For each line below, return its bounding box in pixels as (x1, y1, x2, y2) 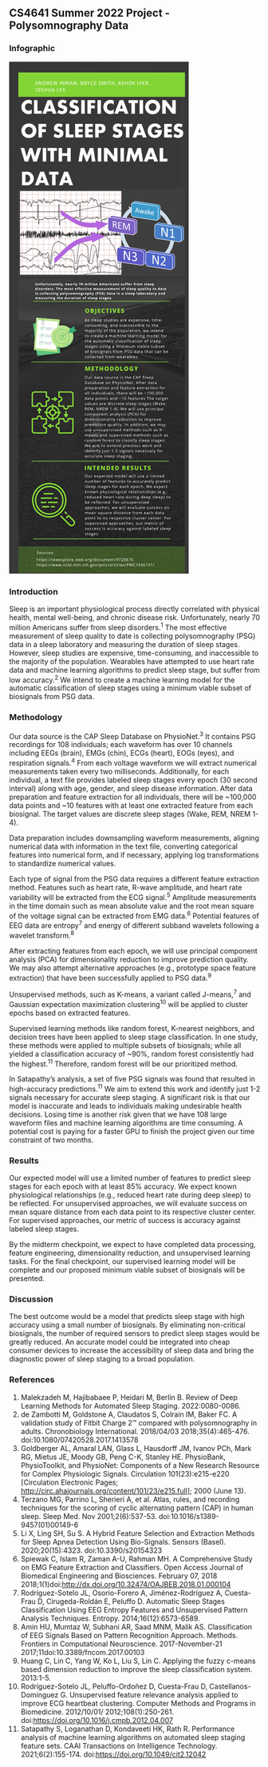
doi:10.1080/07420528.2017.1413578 (20, 1435, 139, 1445)
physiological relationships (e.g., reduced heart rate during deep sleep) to (9, 1190, 251, 1200)
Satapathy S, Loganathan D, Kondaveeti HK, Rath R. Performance (20, 1724, 235, 1733)
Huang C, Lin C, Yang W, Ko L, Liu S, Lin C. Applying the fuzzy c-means (20, 1656, 256, 1665)
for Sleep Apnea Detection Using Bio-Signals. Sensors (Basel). (20, 1537, 227, 1546)
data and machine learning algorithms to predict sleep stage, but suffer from (9, 665, 260, 674)
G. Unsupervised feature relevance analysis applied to (60, 1689, 238, 1699)
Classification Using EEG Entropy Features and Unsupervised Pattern (20, 1605, 248, 1614)
